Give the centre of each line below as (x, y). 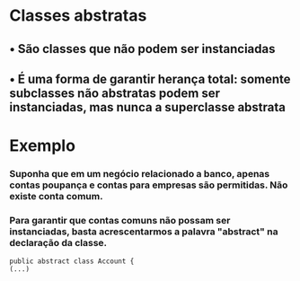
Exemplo (43, 146)
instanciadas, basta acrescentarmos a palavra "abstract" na (144, 232)
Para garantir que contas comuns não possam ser (120, 220)
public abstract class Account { (72, 261)
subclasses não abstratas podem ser (115, 93)
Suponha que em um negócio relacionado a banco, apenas (140, 174)
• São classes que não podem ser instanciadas (142, 49)
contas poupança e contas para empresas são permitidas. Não (149, 185)
